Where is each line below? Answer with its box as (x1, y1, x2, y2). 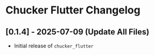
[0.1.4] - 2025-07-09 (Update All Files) (5, 27, 150, 37)
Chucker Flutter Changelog (5, 4, 141, 17)
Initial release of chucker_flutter (14, 42, 94, 49)
